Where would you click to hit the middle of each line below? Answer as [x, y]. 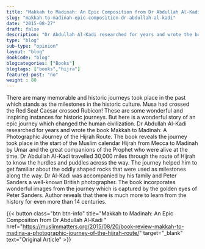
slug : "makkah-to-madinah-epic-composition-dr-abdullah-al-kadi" [91, 18]
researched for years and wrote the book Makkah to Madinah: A [87, 130]
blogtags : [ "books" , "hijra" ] [43, 69]
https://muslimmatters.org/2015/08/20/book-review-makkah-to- [103, 226]
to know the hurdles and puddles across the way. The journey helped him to [102, 163]
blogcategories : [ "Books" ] [41, 63]
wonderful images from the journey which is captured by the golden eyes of [102, 189]
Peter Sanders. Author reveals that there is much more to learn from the [96, 195]
